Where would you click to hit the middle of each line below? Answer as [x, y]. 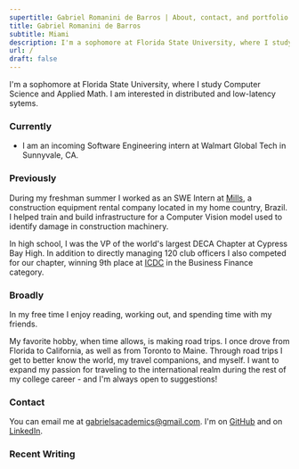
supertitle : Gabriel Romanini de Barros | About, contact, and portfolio [149, 17]
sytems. [24, 103]
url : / [21, 51]
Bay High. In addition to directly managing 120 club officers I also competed [148, 253]
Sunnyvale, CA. [50, 155]
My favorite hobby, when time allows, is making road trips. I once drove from [150, 341]
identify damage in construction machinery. [89, 226]
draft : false [33, 59]
